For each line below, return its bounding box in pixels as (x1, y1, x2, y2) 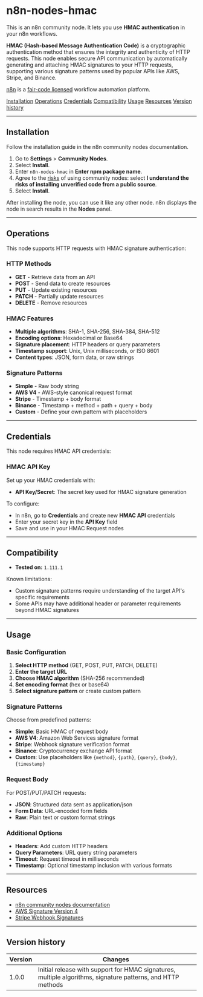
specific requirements (14, 594, 69, 601)
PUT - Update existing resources (14, 286, 97, 294)
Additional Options (6, 829, 63, 837)
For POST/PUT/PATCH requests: (6, 789, 86, 796)
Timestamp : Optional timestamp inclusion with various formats (14, 861, 172, 869)
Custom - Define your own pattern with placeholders (14, 408, 147, 415)
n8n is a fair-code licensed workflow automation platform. (6, 85, 150, 93)
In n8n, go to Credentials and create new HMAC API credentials (14, 512, 175, 519)
